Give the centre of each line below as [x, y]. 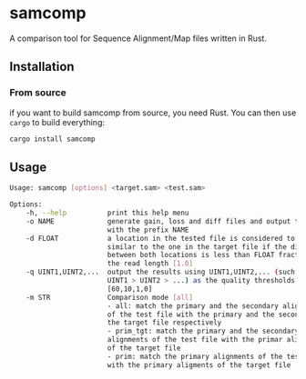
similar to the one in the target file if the [197, 247]
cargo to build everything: [57, 122]
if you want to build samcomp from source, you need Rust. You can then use [153, 113]
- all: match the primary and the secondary [193, 306]
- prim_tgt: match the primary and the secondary [203, 331]
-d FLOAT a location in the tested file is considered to [161, 238]
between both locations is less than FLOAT [191, 255]
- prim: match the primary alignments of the [195, 356]
